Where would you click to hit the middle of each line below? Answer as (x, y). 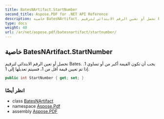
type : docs (16, 23)
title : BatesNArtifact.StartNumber (41, 10)
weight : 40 (16, 28)
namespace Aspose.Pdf (36, 106)
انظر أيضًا (15, 90)
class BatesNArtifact (33, 101)
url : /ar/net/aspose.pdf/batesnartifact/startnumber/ (61, 32)
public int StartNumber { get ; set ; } (44, 78)
